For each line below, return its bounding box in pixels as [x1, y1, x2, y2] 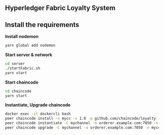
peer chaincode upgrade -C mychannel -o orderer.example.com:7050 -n [5, 125, 150, 130]
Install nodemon [5, 34, 39, 40]
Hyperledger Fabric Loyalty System [5, 4, 116, 12]
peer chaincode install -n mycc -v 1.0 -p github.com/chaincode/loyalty [5, 116, 156, 121]
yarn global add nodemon [5, 43, 56, 48]
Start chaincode [5, 79, 39, 85]
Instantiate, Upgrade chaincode [5, 102, 71, 108]
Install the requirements [5, 21, 80, 29]
